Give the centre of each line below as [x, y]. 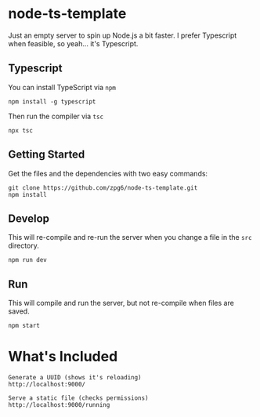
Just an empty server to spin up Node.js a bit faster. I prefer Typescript [123, 35]
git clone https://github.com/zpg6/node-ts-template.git [103, 188]
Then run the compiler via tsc [56, 116]
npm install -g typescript [52, 102]
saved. [19, 311]
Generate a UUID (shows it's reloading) [75, 378]
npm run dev [27, 260]
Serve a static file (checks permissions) [78, 398]
